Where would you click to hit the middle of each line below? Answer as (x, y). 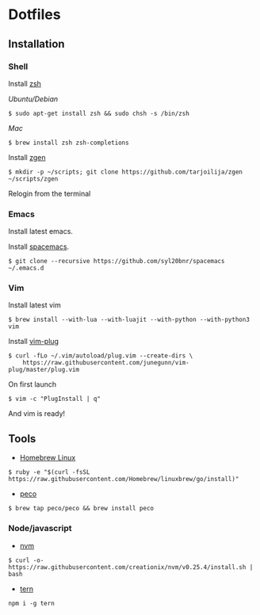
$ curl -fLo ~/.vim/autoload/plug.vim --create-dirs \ (101, 356)
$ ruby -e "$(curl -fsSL (49, 472)
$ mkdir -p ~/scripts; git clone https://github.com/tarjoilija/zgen (126, 172)
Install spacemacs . (39, 246)
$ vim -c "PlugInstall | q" (55, 399)
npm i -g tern (32, 603)
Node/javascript (40, 529)
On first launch (32, 384)
